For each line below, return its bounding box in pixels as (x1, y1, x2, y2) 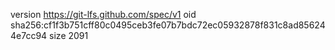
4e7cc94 (10, 30, 48, 41)
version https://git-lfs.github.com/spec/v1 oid (10, 9, 197, 20)
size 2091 (49, 30, 89, 41)
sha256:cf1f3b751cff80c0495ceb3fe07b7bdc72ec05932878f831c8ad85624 (10, 19, 326, 31)
